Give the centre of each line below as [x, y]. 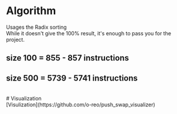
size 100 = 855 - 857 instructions [67, 58]
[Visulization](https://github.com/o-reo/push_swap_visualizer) [81, 105]
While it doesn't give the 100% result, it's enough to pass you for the [89, 33]
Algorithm [31, 11]
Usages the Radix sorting [37, 27]
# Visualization [24, 99]
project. [16, 39]
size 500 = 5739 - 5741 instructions [72, 78]
